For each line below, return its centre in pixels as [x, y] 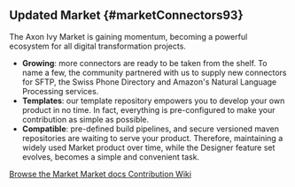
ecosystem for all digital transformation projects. [97, 46]
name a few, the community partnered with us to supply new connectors [154, 72]
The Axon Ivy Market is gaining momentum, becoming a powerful [128, 36]
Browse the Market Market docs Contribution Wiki [101, 174]
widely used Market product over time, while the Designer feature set [148, 147]
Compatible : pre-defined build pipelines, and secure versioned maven [151, 129]
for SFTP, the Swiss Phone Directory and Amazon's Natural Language [149, 82]
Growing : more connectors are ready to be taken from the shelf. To [144, 63]
